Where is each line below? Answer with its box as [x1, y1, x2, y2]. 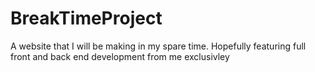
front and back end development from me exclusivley [10, 50, 230, 62]
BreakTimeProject [10, 7, 163, 30]
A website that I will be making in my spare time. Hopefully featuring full [10, 40, 307, 52]
